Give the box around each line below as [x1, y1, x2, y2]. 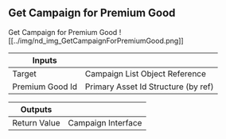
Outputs [20, 103, 53, 114]
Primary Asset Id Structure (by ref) [84, 81, 214, 92]
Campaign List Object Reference [84, 68, 207, 79]
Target [12, 68, 37, 79]
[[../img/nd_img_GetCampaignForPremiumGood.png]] [8, 36, 185, 45]
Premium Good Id [12, 81, 78, 92]
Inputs [32, 55, 57, 66]
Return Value [12, 117, 60, 128]
